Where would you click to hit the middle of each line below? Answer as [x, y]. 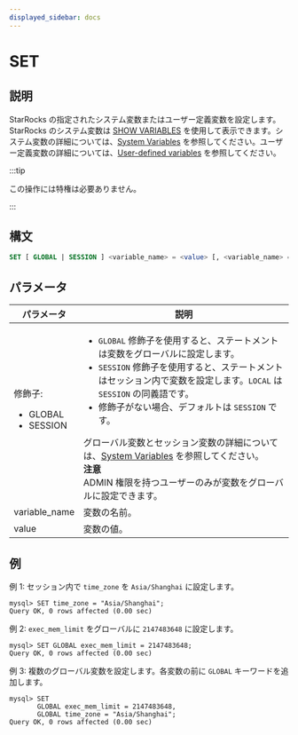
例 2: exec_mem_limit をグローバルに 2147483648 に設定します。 [124, 628]
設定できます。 [131, 496]
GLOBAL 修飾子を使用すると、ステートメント [188, 341]
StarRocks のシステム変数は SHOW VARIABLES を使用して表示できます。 [142, 130]
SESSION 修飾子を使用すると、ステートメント [191, 367]
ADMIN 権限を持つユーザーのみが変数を [165, 483]
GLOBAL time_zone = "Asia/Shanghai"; [106, 714]
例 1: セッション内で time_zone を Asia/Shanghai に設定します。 [124, 586]
